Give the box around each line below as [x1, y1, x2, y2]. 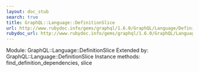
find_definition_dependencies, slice [6, 60, 92, 67]
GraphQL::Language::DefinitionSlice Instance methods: [6, 53, 140, 60]
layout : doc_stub [6, 8, 49, 15]
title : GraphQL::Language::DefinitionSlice [6, 19, 115, 25]
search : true [6, 14, 38, 20]
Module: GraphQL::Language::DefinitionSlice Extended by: [6, 47, 149, 54]
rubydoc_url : [6, 31, 38, 37]
